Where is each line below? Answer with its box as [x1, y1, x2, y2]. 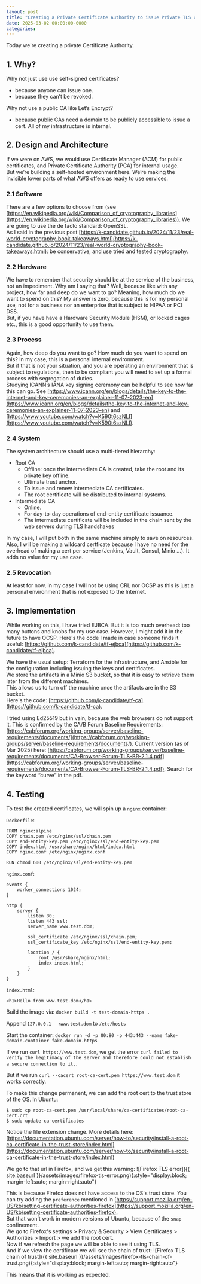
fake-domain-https [51, 1038, 98, 1044]
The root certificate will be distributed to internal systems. [23, 491, 166, 498]
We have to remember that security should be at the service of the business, [6, 276, 195, 283]
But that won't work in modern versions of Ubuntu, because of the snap [6, 1215, 182, 1222]
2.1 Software [6, 190, 43, 198]
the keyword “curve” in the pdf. [6, 772, 83, 779]
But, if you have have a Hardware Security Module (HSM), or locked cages [6, 315, 190, 322]
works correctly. [6, 1078, 47, 1085]
